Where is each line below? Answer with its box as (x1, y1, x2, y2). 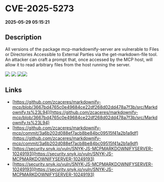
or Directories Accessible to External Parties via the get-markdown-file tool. (5, 51, 158, 57)
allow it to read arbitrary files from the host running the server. (5, 61, 131, 67)
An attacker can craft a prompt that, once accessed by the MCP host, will (5, 57, 153, 62)
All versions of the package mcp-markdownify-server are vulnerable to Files (5, 46, 159, 52)
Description (5, 33, 42, 41)
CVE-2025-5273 (5, 3, 74, 14)
